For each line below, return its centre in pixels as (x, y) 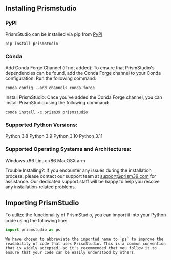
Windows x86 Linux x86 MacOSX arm (45, 160)
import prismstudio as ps (33, 230)
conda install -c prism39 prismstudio (47, 112)
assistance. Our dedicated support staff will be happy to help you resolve (82, 181)
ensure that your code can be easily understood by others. (71, 253)
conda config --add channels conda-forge (50, 88)
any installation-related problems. (41, 187)
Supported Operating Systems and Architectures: (68, 149)
